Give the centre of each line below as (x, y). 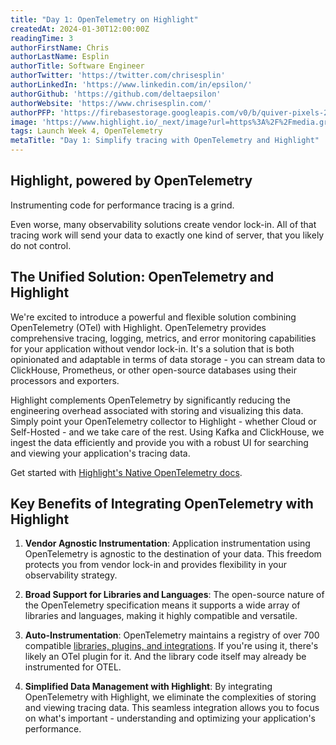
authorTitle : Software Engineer (77, 66)
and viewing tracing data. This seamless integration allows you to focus (172, 708)
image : (24, 122)
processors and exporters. (65, 380)
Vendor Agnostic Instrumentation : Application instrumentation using (167, 543)
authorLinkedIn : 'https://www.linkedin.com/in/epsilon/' (131, 85)
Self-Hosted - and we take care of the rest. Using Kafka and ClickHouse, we (167, 432)
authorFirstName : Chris (60, 47)
